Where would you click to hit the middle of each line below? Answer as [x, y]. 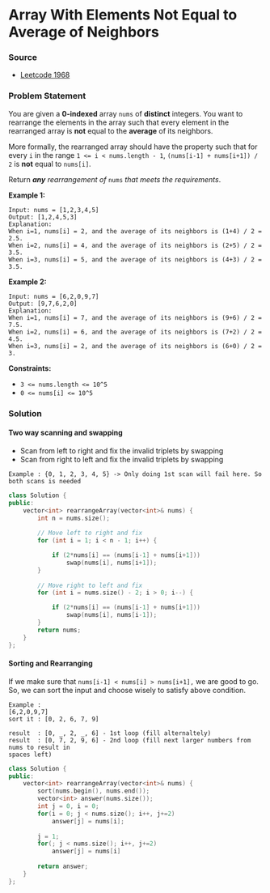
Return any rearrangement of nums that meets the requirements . [115, 179]
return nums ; [59, 630]
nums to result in [39, 747]
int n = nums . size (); [74, 518]
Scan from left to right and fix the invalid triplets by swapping [122, 450]
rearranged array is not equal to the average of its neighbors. [111, 130]
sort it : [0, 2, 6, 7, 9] [54, 719]
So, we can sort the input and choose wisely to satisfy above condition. [127, 690]
